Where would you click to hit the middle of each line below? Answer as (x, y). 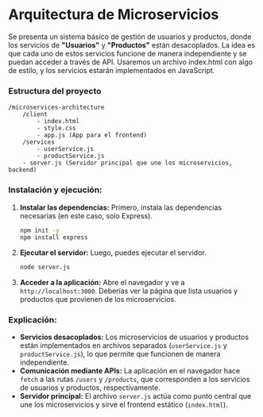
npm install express (54, 237)
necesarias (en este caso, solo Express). (86, 215)
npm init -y (39, 230)
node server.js (45, 268)
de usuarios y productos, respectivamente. (90, 388)
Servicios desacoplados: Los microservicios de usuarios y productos (134, 337)
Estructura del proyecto (55, 91)
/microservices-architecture (56, 108)
